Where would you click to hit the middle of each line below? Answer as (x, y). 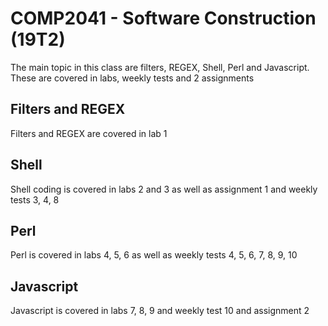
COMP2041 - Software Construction (163, 18)
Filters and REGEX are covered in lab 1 (89, 133)
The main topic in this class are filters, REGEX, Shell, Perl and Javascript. (160, 67)
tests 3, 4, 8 (35, 199)
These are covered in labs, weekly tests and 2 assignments (132, 78)
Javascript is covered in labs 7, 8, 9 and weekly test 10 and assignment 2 (160, 311)
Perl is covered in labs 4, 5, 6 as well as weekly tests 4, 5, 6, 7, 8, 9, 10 (154, 255)
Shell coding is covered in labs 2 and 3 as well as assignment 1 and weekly (164, 189)
